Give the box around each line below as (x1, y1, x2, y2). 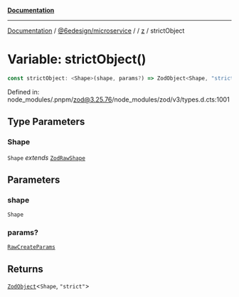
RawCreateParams (7, 244, 55, 251)
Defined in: (7, 87, 40, 96)
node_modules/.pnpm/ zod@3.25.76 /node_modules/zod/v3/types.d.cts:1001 (7, 95, 230, 104)
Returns (7, 263, 44, 275)
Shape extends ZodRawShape (7, 153, 85, 162)
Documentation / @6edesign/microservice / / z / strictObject (7, 26, 185, 35)
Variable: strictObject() (7, 51, 147, 67)
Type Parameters (7, 116, 85, 128)
